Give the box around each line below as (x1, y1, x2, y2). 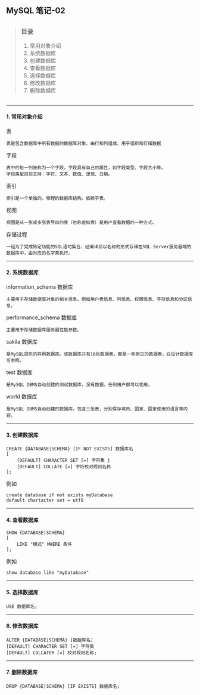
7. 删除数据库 (6, 669, 37, 676)
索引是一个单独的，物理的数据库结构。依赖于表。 (6, 195, 108, 201)
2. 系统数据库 (6, 269, 39, 276)
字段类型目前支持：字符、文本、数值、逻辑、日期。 (6, 171, 113, 177)
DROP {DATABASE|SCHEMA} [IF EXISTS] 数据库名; (6, 683, 120, 689)
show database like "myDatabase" (6, 570, 89, 576)
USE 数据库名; (6, 603, 37, 610)
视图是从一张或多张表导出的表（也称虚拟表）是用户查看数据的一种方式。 (6, 220, 157, 226)
